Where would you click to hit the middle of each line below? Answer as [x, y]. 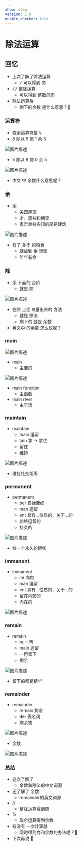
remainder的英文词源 [40, 798]
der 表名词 [30, 716]
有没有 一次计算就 [30, 826]
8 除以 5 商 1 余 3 [29, 139]
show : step [16, 10]
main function [26, 388]
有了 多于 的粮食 [28, 245]
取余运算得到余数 [36, 820]
